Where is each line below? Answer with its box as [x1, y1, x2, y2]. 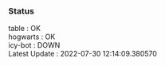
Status [8, 6, 34, 17]
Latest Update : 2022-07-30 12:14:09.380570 [8, 49, 158, 59]
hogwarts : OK [8, 32, 56, 41]
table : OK [8, 24, 41, 33]
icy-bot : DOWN [8, 41, 61, 50]
